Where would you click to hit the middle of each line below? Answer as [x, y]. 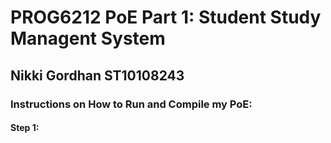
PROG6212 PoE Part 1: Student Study [166, 17]
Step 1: [25, 128]
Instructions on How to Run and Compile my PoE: [131, 104]
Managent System [88, 38]
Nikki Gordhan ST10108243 [97, 75]
